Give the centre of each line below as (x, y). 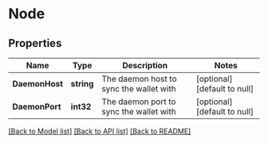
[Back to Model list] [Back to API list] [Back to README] (100, 131)
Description (145, 66)
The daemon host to (139, 79)
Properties (35, 43)
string (82, 84)
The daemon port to (139, 102)
